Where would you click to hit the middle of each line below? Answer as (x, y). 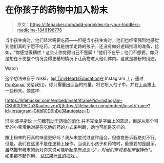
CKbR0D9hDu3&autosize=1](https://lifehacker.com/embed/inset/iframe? (78, 105)
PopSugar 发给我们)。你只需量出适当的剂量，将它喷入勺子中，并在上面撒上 (81, 84)
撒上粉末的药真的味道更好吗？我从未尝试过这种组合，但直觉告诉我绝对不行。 (82, 137)
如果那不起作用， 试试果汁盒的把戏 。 (43, 156)
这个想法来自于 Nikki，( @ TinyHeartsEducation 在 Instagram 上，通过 (74, 78)
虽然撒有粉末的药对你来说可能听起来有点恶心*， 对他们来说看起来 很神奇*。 (80, 149)
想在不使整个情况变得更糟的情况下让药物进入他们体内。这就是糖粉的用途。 (84, 58)
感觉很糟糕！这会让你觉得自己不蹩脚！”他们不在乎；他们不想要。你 (87, 52)
